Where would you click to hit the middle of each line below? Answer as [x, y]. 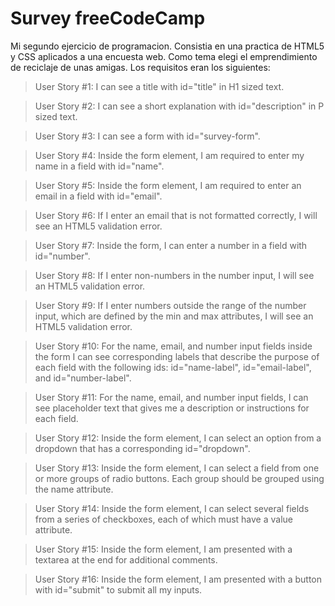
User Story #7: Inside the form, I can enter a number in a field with [171, 245]
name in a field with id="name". [99, 166]
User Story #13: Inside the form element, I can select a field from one [177, 468]
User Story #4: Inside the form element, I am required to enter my [169, 155]
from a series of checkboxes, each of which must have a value [163, 519]
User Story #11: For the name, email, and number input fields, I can [171, 397]
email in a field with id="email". [98, 196]
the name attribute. [74, 489]
